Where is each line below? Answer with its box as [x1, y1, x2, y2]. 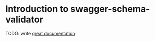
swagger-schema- [70, 3, 150, 15]
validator [5, 14, 44, 25]
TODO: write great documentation [5, 30, 75, 36]
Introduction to [5, 3, 69, 15]
